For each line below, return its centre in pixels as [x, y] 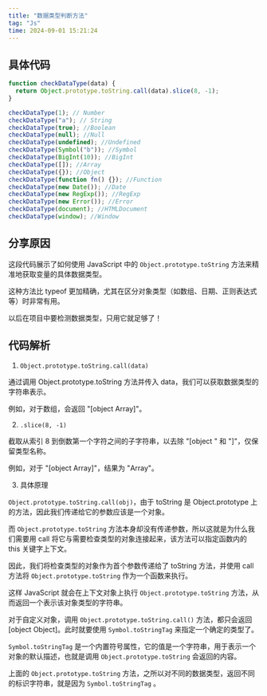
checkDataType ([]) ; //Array [55, 164]
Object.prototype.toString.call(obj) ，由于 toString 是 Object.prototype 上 [133, 501]
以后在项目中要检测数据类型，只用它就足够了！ [85, 318]
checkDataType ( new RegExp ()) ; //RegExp [75, 195]
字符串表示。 [29, 391]
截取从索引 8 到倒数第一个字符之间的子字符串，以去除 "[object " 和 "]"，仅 [130, 441]
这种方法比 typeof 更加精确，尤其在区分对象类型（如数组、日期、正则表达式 [133, 291]
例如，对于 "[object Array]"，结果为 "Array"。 [84, 468]
